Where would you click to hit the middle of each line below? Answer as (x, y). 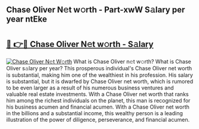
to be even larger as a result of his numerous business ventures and (90, 88)
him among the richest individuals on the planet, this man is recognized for (98, 100)
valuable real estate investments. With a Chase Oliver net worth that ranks (97, 94)
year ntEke (27, 19)
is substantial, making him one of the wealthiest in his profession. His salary (100, 75)
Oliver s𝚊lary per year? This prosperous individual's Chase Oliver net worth (99, 68)
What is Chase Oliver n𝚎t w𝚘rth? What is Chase (132, 61)
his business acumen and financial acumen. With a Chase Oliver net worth (98, 107)
